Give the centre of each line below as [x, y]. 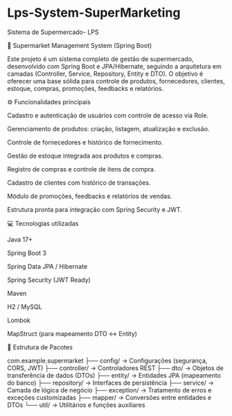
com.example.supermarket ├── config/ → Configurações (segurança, [107, 360]
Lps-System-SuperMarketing [94, 13]
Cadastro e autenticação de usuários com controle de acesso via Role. [108, 115]
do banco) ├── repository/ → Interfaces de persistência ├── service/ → [111, 383]
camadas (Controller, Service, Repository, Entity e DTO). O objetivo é [105, 74]
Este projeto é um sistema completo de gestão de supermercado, [100, 59]
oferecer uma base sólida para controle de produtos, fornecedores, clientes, [116, 81]
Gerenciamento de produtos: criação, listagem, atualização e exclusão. [108, 128]
